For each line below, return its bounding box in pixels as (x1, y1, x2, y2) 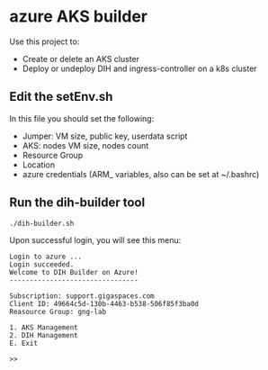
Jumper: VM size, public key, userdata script (22, 131, 188, 141)
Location (22, 159, 56, 170)
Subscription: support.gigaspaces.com (9, 291, 155, 301)
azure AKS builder (9, 6, 148, 27)
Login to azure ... (9, 252, 83, 261)
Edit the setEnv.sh (9, 89, 113, 104)
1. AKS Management (9, 322, 78, 332)
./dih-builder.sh (9, 219, 75, 228)
